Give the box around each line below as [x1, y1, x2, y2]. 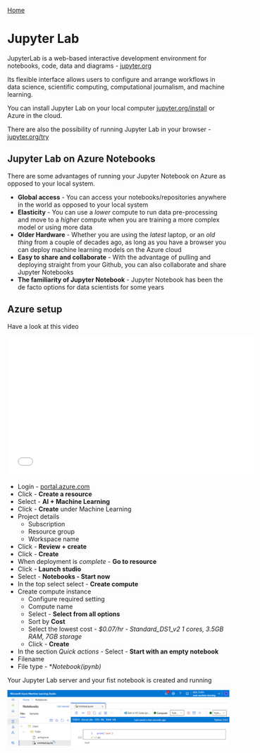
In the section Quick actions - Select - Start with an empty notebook [17, 647, 219, 656]
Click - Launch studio [17, 565, 82, 573]
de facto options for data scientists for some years [17, 282, 164, 291]
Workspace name [27, 534, 80, 543]
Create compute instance [17, 587, 92, 596]
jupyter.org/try [7, 132, 49, 140]
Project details [17, 512, 60, 521]
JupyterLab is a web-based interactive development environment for [7, 54, 207, 62]
